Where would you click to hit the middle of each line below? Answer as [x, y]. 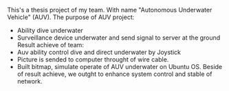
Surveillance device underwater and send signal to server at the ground [119, 38]
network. [30, 81]
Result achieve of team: [51, 45]
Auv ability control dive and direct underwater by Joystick [99, 52]
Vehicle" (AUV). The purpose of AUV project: [71, 17]
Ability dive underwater [50, 30]
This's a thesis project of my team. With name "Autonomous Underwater [110, 10]
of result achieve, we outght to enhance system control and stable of [115, 74]
